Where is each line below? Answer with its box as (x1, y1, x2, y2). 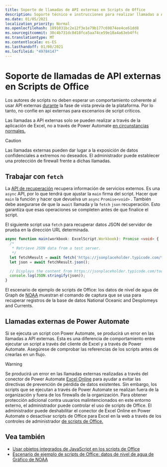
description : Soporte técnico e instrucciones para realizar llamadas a (5, 12, 159, 17)
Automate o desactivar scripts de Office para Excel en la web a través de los (5, 413, 162, 419)
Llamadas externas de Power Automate (5, 317, 130, 326)
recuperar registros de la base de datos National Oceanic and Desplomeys (5, 297, 158, 303)
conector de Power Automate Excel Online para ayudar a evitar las (5, 376, 141, 382)
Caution (5, 138, 21, 144)
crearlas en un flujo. (5, 351, 46, 357)
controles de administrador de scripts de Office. (5, 418, 103, 424)
